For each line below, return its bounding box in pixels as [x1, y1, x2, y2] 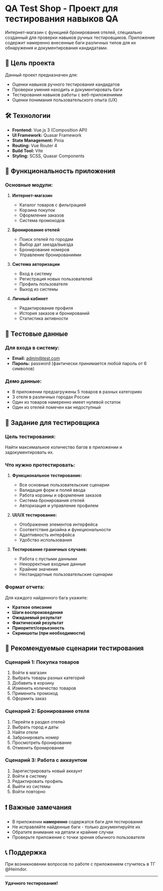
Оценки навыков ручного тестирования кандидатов [12, 81, 120, 87]
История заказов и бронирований [19, 310, 90, 316]
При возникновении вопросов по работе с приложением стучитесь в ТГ [5, 861, 156, 867]
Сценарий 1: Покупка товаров [5, 658, 80, 665]
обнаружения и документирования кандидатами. [5, 45, 108, 51]
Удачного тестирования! [5, 880, 58, 886]
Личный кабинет [12, 296, 49, 302]
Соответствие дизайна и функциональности [19, 527, 111, 533]
